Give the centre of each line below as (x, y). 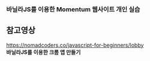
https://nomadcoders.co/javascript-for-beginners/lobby (75, 45)
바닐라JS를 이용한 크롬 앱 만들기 (43, 52)
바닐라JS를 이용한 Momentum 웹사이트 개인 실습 (73, 9)
